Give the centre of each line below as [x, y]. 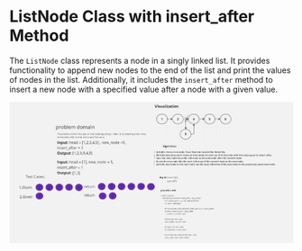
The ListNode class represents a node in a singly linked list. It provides [140, 60]
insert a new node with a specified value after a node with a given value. [143, 89]
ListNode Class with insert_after [132, 17]
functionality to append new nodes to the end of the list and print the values [150, 70]
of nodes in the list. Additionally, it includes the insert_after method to [141, 79]
